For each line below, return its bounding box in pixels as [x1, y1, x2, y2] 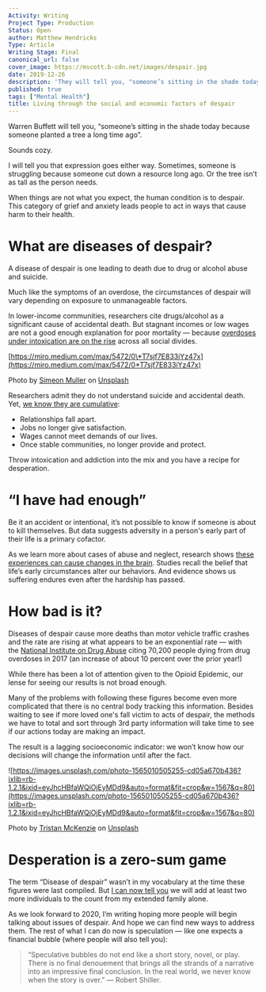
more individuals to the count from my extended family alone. [8, 894, 208, 903]
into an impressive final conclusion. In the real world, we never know [27, 967, 251, 976]
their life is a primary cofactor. [8, 534, 107, 543]
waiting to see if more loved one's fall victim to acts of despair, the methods [8, 709, 256, 719]
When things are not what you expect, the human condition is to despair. [8, 193, 245, 203]
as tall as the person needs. [8, 177, 99, 187]
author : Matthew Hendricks [8, 33, 97, 42]
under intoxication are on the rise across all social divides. [8, 336, 198, 346]
